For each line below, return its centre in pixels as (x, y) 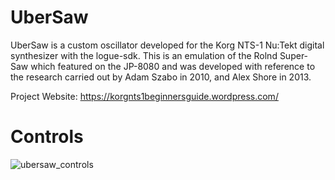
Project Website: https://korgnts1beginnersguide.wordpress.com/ (144, 96)
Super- (294, 55)
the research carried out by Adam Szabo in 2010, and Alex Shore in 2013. (161, 77)
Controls (47, 137)
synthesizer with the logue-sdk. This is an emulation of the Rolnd (144, 55)
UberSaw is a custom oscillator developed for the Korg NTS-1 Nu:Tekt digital (167, 45)
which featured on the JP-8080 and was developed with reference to (173, 66)
